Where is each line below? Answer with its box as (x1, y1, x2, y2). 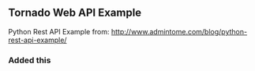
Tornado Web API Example (8, 6, 142, 20)
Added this (8, 55, 51, 66)
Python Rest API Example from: (8, 27, 110, 36)
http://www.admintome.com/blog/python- (111, 27, 247, 36)
